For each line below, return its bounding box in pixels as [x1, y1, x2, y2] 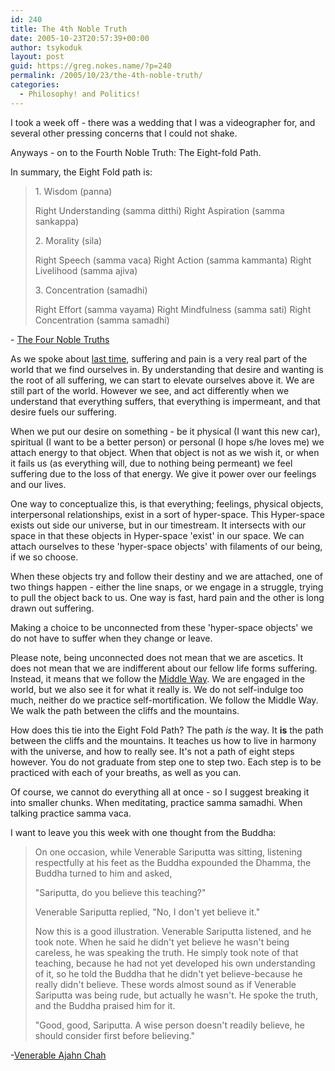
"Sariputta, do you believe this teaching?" [34, 886, 207, 898]
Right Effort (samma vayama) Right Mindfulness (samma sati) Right [34, 303, 312, 315]
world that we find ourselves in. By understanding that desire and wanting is [10, 363, 324, 375]
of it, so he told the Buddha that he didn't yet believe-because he [34, 967, 303, 980]
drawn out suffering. [10, 602, 95, 614]
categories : [10, 80, 60, 90]
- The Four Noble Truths [10, 333, 110, 345]
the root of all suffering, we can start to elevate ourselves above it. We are [10, 374, 315, 386]
